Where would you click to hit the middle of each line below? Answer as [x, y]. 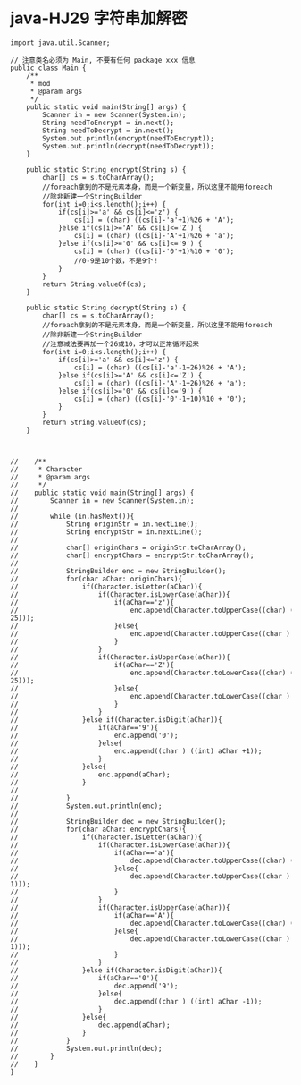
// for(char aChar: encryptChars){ [98, 829]
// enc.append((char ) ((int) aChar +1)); [136, 751]
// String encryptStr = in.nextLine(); [106, 532]
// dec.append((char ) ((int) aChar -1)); [136, 1001]
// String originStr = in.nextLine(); [105, 524]
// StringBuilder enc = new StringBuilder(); [118, 571]
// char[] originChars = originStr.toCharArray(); [128, 547]
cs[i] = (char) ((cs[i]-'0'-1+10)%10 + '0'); [160, 399]
